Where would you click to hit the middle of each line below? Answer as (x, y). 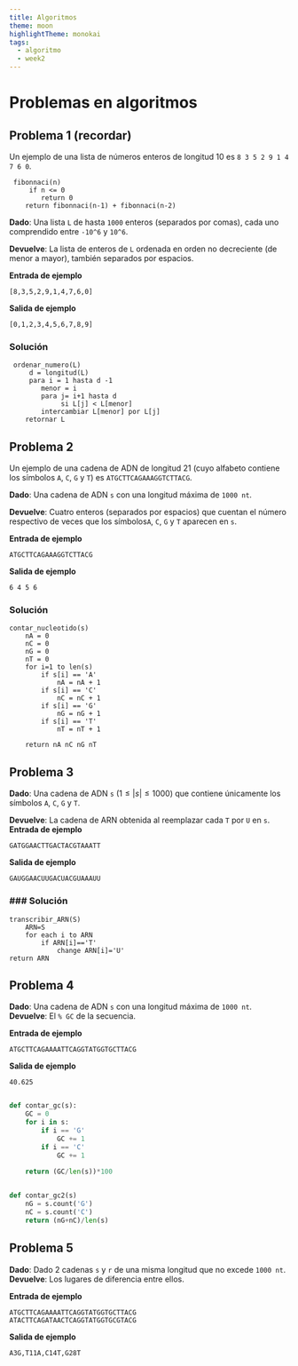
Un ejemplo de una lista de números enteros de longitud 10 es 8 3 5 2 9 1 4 (149, 157)
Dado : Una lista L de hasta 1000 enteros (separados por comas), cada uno (144, 222)
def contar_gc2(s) (43, 1195)
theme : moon (31, 26)
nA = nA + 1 (78, 683)
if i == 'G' (63, 1130)
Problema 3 (41, 772)
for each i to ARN (59, 935)
